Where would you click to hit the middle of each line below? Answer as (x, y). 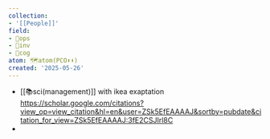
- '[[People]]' (34, 23)
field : (19, 31)
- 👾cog (19, 53)
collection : (28, 16)
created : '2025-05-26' (46, 68)
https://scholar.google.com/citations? (82, 103)
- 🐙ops (19, 38)
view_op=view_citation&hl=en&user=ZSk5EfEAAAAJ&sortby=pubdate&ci (141, 111)
